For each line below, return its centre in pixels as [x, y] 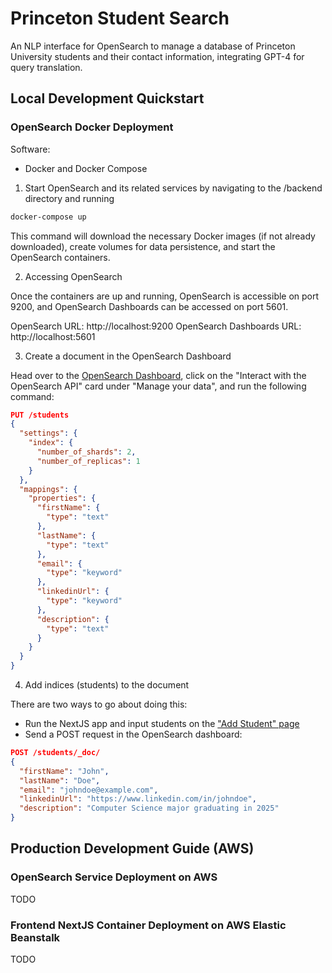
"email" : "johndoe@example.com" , [89, 790]
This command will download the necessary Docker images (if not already [163, 236]
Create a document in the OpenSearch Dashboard [128, 356]
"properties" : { [62, 498]
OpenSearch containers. [60, 257]
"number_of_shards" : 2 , [86, 452]
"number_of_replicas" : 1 [88, 461]
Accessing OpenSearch [73, 276]
